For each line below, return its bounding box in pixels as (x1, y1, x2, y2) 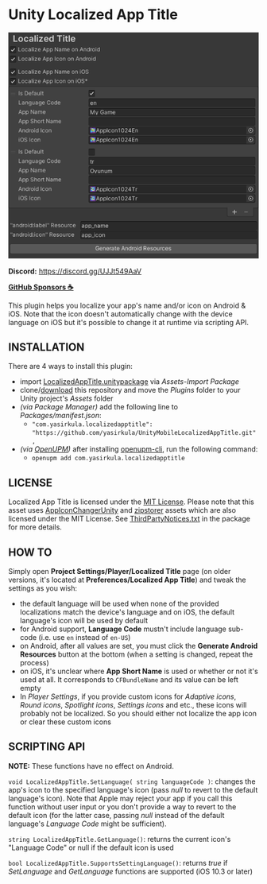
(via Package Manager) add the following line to (19, 402, 179, 412)
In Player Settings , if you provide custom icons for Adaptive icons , (19, 692, 237, 701)
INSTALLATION (8, 340, 85, 354)
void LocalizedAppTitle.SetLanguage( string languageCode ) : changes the (8, 777, 256, 786)
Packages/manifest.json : (19, 411, 102, 421)
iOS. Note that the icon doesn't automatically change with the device (8, 308, 233, 319)
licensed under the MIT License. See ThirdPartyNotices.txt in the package (8, 514, 250, 524)
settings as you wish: (8, 584, 78, 593)
